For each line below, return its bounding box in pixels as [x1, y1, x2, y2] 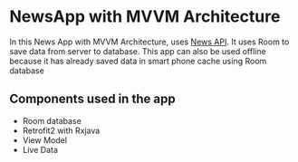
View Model [22, 134, 68, 146]
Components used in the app [9, 91, 176, 107]
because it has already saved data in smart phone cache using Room [9, 55, 267, 66]
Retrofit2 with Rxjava [22, 125, 101, 136]
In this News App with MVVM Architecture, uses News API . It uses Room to [9, 36, 290, 47]
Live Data [22, 144, 59, 155]
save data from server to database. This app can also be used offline [9, 45, 266, 56]
